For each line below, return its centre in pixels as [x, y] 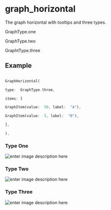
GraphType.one [21, 31]
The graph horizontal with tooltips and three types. [56, 22]
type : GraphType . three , [30, 90]
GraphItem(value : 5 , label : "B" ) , [42, 116]
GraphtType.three [23, 50]
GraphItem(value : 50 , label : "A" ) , [43, 107]
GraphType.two [20, 41]
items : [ [14, 98]
